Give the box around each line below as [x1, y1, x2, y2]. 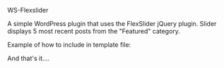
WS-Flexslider [7, 6, 49, 14]
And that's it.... [7, 54, 50, 62]
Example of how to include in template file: [7, 41, 131, 48]
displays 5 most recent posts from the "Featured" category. [7, 27, 180, 35]
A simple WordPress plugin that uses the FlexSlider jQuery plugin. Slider [7, 20, 217, 27]
